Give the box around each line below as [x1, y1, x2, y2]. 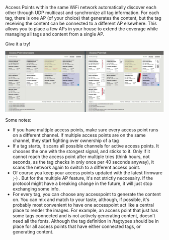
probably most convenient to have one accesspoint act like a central [12, 202, 154, 208]
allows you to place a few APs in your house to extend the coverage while [5, 26, 158, 32]
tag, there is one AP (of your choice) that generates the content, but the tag [5, 15, 162, 21]
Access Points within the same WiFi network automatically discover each [5, 5, 157, 10]
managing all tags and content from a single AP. [5, 31, 105, 37]
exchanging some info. [12, 185, 60, 191]
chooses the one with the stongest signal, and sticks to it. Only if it [12, 148, 150, 154]
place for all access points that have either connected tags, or [12, 223, 141, 229]
